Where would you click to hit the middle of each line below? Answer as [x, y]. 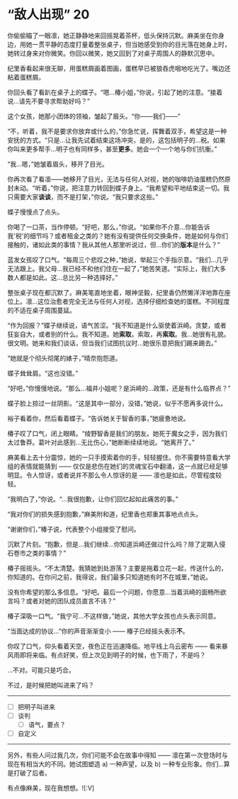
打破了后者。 [32, 773]
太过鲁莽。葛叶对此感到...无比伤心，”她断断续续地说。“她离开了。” [101, 442]
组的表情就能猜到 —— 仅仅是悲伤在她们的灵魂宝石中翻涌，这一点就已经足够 [118, 466]
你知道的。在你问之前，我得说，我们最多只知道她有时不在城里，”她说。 [110, 577]
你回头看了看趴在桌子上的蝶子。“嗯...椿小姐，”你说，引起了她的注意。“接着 [115, 92]
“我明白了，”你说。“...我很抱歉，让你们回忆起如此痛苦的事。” [93, 499]
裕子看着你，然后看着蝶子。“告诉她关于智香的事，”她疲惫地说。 [98, 418]
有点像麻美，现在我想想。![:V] [51, 788]
